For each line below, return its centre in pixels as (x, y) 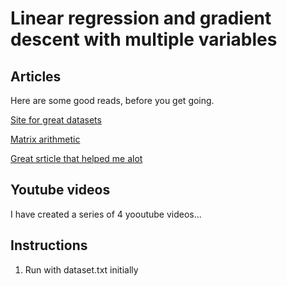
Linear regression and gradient (141, 18)
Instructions (49, 245)
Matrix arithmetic (45, 139)
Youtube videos (60, 190)
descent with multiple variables (144, 39)
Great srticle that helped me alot (76, 158)
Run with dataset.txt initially (81, 269)
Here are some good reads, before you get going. (112, 100)
